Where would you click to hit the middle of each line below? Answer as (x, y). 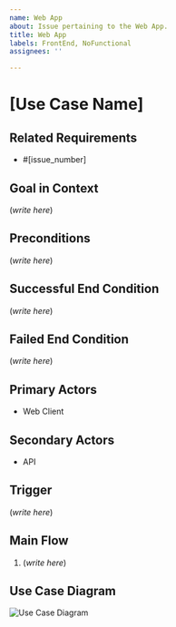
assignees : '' (36, 52)
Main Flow (39, 541)
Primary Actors (54, 390)
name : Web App (36, 18)
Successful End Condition (84, 289)
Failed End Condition (69, 339)
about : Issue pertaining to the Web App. (89, 26)
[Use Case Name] (77, 104)
